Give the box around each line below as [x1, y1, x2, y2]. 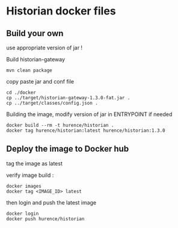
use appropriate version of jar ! [6, 44, 83, 51]
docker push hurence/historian [6, 215, 85, 222]
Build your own [6, 28, 64, 39]
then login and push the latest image [6, 199, 97, 206]
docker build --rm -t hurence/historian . [6, 122, 114, 128]
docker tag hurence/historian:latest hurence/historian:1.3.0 [6, 128, 165, 134]
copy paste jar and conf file [6, 78, 75, 85]
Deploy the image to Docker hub [6, 144, 129, 154]
